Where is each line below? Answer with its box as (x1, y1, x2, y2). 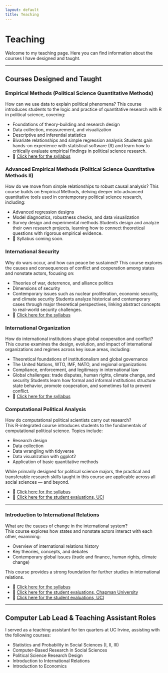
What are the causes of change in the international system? (5, 523, 128, 529)
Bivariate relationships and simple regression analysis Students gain (12, 137, 152, 143)
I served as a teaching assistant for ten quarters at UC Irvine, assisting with (5, 627, 160, 633)
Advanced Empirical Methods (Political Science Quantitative (5, 166, 155, 173)
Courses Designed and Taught (5, 75, 102, 83)
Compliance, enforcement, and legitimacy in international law (12, 367, 139, 373)
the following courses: (5, 632, 51, 638)
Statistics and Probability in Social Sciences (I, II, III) (12, 642, 119, 648)
